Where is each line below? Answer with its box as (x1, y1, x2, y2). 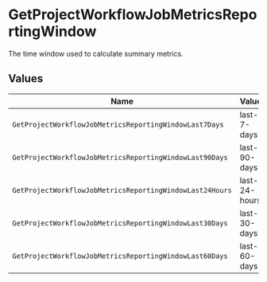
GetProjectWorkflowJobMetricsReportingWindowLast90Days (12, 153, 228, 162)
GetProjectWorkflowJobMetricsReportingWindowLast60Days (12, 251, 228, 260)
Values (8, 72, 44, 85)
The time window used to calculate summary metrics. (8, 49, 184, 58)
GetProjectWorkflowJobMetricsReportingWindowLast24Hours (12, 186, 232, 194)
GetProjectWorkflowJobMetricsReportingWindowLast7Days (12, 119, 224, 129)
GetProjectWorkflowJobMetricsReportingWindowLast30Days (12, 218, 228, 228)
